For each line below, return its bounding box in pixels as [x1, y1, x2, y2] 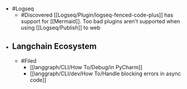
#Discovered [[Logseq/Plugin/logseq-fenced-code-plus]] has [20, 11, 174, 19]
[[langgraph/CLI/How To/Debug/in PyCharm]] [29, 63, 143, 70]
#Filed [20, 57, 37, 65]
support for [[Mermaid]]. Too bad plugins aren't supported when [20, 18, 180, 24]
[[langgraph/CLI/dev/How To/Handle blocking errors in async [29, 70, 181, 77]
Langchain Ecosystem [11, 41, 97, 51]
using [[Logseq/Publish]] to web [20, 24, 101, 31]
